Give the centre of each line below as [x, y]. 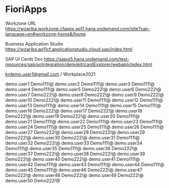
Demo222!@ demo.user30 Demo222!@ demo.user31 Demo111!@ [72, 137]
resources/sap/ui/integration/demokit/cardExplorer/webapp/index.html [79, 64]
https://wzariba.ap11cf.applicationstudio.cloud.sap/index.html [69, 49]
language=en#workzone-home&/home [46, 34]
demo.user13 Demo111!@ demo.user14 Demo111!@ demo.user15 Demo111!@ [83, 105]
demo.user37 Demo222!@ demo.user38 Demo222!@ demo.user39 [75, 154]
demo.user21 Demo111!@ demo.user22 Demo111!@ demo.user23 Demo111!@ [84, 121]
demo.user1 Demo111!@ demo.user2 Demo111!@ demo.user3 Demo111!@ [80, 84]
